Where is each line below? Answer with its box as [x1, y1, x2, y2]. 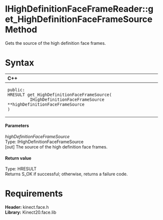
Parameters [5, 123, 29, 128]
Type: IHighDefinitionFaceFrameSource [5, 139, 84, 145]
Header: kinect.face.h [5, 204, 49, 210]
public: [7, 87, 25, 92]
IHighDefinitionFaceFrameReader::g [5, 3, 154, 15]
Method [5, 24, 37, 35]
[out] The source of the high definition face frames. [5, 144, 108, 150]
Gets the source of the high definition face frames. [5, 40, 106, 46]
